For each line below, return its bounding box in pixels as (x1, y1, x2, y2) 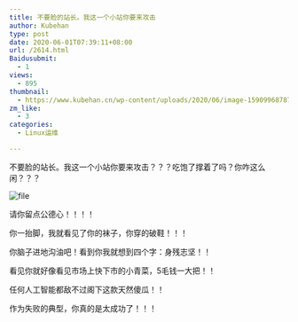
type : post (9, 29, 50, 38)
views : (9, 71, 34, 80)
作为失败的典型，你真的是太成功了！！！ (9, 302, 157, 313)
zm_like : (9, 104, 42, 113)
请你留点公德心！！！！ (9, 208, 95, 219)
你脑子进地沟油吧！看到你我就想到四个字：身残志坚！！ (9, 246, 211, 257)
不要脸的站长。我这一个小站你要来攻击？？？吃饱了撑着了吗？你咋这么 (9, 161, 266, 172)
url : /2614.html (9, 46, 69, 55)
